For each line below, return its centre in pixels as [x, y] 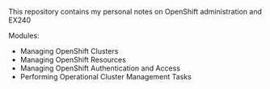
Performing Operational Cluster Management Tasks [105, 77]
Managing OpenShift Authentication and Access [100, 68]
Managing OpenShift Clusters [69, 51]
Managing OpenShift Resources [73, 60]
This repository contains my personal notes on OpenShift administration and [135, 12]
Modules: [24, 36]
